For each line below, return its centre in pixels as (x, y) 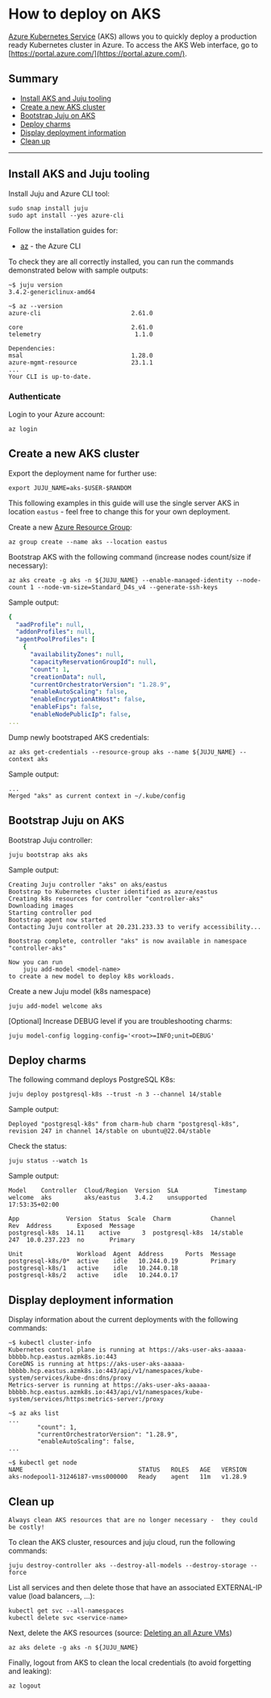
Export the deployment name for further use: (83, 473)
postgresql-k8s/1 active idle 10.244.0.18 (94, 1268)
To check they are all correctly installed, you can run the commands (121, 261)
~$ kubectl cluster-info (50, 1343)
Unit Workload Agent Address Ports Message (122, 1255)
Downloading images (41, 905)
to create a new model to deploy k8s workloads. (92, 976)
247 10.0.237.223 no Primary (72, 1240)
